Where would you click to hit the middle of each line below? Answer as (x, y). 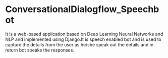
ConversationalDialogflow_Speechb (82, 9)
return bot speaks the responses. (40, 50)
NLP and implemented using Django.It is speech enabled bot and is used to (83, 39)
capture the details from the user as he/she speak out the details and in (79, 44)
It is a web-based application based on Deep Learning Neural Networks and (84, 34)
